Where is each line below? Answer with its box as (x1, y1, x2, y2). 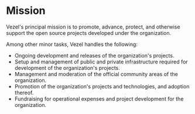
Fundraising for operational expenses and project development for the (14, 95, 184, 102)
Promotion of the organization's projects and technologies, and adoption (14, 83, 190, 90)
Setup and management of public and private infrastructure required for (14, 58, 189, 65)
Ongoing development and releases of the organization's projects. (14, 52, 175, 59)
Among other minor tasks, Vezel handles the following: (6, 41, 138, 48)
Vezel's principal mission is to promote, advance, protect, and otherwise (6, 23, 180, 30)
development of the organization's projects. (14, 64, 120, 71)
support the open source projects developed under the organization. (6, 29, 172, 36)
